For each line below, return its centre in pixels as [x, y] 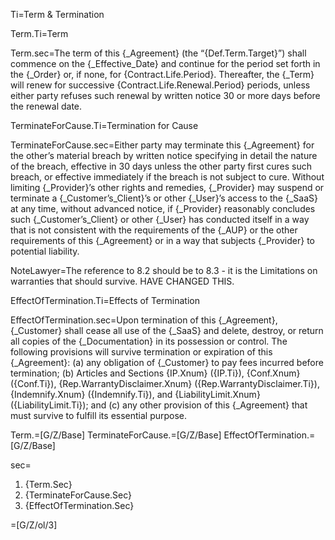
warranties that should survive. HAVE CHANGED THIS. [122, 281]
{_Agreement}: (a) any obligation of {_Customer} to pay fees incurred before [167, 362]
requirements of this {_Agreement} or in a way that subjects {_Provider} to [162, 240]
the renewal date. [46, 106]
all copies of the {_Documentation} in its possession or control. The [149, 341]
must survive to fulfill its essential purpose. [99, 415]
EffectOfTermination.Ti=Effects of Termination [105, 300]
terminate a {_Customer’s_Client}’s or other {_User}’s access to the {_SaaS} [164, 198]
